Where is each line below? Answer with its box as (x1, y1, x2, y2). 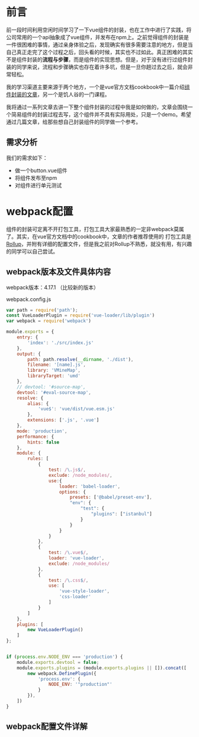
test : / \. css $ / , (48, 577, 89, 583)
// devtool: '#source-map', (17, 384, 86, 390)
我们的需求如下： (6, 154, 48, 161)
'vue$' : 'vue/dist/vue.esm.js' (37, 406, 115, 412)
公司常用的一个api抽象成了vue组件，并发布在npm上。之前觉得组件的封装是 (6, 33, 190, 40)
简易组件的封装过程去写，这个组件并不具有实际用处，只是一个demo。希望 (11, 110, 191, 118)
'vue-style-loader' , (59, 589, 110, 594)
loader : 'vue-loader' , (48, 555, 105, 561)
